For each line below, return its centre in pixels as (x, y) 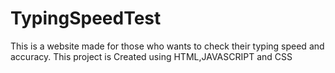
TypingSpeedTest (86, 18)
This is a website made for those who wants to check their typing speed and (167, 46)
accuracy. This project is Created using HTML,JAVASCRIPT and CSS (151, 56)
